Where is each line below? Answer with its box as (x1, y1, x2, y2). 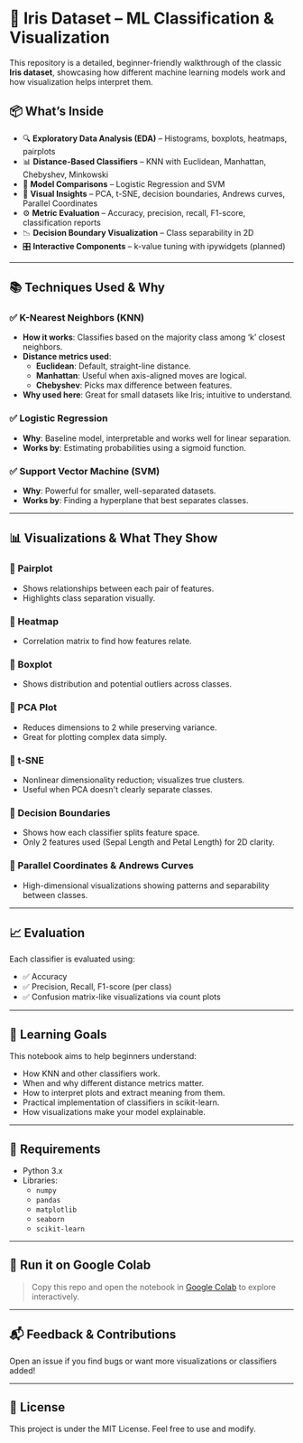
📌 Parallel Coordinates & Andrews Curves (9, 859, 194, 872)
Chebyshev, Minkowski (22, 169, 109, 180)
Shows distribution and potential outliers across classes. (22, 679, 233, 689)
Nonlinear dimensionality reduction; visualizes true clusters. (22, 774, 245, 785)
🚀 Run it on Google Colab (9, 1258, 151, 1273)
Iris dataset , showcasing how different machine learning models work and (9, 67, 286, 78)
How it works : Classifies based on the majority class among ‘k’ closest (22, 332, 286, 342)
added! (9, 1364, 36, 1376)
